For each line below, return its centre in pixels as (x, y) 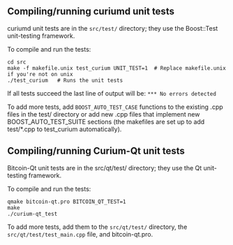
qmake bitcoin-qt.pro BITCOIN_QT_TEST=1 (67, 202)
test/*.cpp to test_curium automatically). (65, 129)
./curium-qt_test (32, 214)
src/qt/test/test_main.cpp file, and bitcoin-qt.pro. (80, 234)
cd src (17, 62)
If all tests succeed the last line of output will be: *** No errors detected (112, 93)
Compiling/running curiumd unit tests (91, 12)
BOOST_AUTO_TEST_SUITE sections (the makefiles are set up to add (106, 121)
